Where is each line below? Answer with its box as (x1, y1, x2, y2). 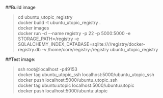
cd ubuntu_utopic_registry (17, 14, 73, 20)
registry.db (17, 47, 41, 52)
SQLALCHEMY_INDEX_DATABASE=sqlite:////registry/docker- (17, 41, 145, 47)
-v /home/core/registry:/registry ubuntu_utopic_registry (41, 47, 158, 52)
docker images (17, 25, 49, 31)
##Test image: (5, 56, 36, 62)
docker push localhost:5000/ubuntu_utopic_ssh (17, 77, 118, 83)
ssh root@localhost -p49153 (17, 66, 77, 72)
